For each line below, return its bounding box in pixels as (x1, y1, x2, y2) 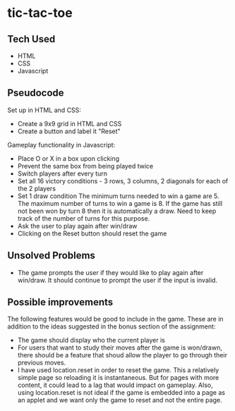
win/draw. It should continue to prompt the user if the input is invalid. (17, 276, 217, 284)
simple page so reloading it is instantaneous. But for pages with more (17, 374, 219, 382)
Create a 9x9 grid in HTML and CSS (17, 119, 122, 128)
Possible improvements (7, 296, 114, 308)
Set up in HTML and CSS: (7, 106, 81, 114)
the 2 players (17, 184, 56, 192)
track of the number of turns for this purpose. (17, 214, 150, 223)
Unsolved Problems (7, 250, 95, 262)
